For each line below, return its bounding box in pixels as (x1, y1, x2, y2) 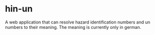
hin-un (5, 3, 33, 14)
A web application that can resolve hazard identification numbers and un (5, 19, 151, 25)
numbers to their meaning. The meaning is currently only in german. (5, 24, 141, 30)
